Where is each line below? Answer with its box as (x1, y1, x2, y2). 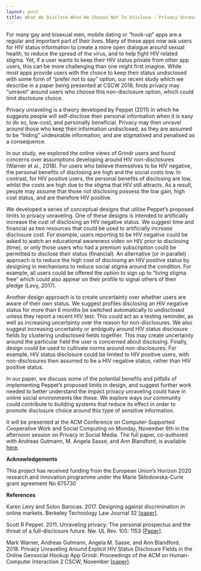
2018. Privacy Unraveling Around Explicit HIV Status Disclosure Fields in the (6, 545, 193, 552)
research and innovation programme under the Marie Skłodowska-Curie (6, 473, 184, 481)
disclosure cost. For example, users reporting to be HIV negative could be (6, 231, 188, 238)
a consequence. (6, 138, 46, 145)
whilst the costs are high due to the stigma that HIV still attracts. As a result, (6, 181, 193, 189)
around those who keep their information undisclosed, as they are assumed (6, 125, 193, 132)
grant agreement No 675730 (6, 479, 77, 487)
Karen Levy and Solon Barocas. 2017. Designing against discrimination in (6, 503, 185, 510)
